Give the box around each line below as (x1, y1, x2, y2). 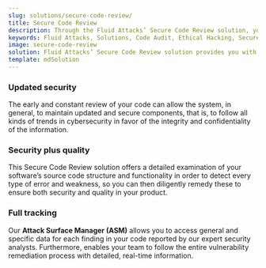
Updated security (8, 81, 77, 92)
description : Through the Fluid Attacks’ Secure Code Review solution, (8, 26, 249, 34)
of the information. (8, 125, 69, 134)
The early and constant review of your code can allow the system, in (8, 100, 232, 109)
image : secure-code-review (8, 41, 97, 49)
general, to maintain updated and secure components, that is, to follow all (8, 108, 248, 118)
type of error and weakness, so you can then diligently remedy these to (8, 179, 241, 189)
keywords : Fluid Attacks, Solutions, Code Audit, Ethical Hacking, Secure (8, 33, 260, 42)
